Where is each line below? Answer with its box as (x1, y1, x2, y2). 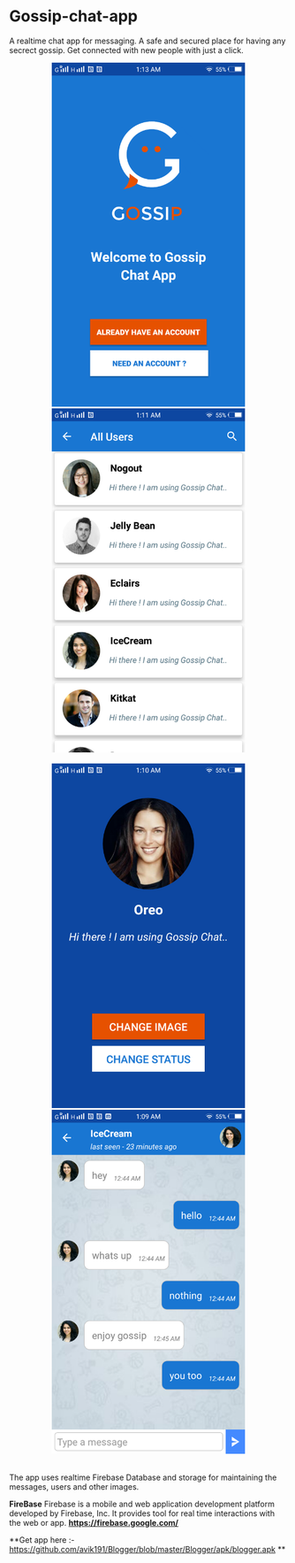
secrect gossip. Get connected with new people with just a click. (9, 44, 245, 55)
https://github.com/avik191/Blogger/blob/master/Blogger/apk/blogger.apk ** (9, 1544, 286, 1554)
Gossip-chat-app (9, 6, 139, 27)
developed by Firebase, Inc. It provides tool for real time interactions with (9, 1507, 276, 1519)
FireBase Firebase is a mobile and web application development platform (9, 1498, 276, 1509)
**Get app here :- (9, 1534, 75, 1545)
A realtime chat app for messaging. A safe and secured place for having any (9, 35, 286, 46)
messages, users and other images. (9, 1481, 140, 1492)
